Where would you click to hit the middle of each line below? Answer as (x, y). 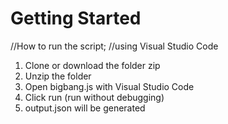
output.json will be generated (85, 108)
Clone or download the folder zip (92, 65)
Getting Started (76, 18)
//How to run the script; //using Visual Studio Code (114, 46)
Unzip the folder (58, 76)
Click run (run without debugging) (94, 97)
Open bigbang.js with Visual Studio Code (109, 86)
